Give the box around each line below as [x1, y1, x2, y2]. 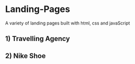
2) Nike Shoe [5, 51, 46, 60]
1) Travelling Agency [5, 34, 70, 43]
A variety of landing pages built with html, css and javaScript [5, 20, 130, 26]
